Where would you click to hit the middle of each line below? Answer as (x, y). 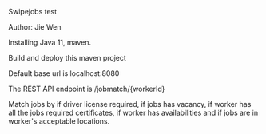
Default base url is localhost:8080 (64, 73)
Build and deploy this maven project (67, 58)
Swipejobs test (33, 12)
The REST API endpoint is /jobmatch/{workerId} (87, 89)
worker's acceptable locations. (59, 121)
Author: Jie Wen (35, 27)
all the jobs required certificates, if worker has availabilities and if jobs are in (133, 112)
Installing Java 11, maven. (50, 42)
